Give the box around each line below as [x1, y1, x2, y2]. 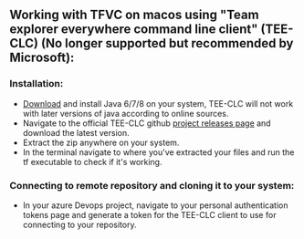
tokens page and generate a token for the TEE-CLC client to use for [22, 209, 277, 220]
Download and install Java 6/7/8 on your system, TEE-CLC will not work [22, 98, 294, 109]
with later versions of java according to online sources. [22, 108, 229, 119]
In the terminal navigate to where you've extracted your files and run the [22, 146, 295, 158]
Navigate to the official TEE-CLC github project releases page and [22, 118, 271, 129]
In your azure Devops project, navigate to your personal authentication [22, 200, 288, 211]
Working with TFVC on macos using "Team [9, 7, 259, 23]
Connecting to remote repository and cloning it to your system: [9, 179, 295, 192]
